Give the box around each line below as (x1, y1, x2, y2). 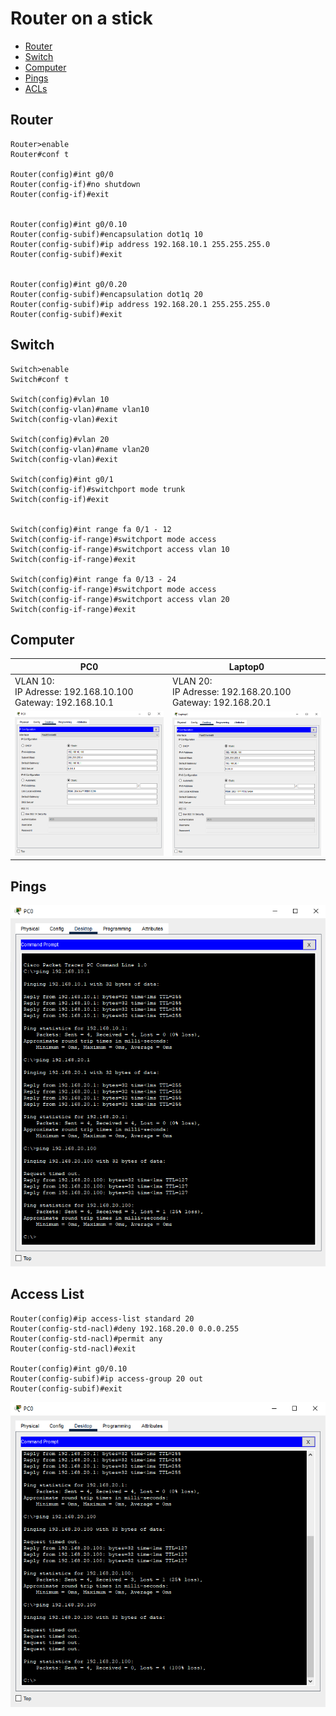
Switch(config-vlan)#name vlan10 (10, 404, 150, 414)
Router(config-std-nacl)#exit (10, 1343, 137, 1354)
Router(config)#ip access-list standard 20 (10, 1313, 195, 1324)
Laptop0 (228, 660, 265, 672)
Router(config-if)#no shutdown (10, 179, 141, 189)
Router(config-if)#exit (10, 189, 110, 199)
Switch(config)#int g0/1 (10, 474, 114, 484)
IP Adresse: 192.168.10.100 (14, 686, 134, 698)
